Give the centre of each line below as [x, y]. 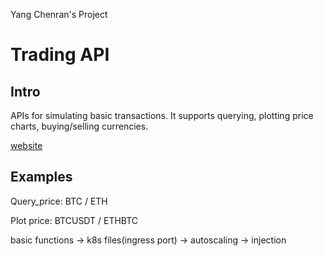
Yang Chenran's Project [59, 14]
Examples [41, 177]
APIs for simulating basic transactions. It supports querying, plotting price [162, 115]
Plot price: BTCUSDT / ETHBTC [74, 220]
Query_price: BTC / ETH [59, 201]
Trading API [60, 55]
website [26, 145]
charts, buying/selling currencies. [79, 126]
